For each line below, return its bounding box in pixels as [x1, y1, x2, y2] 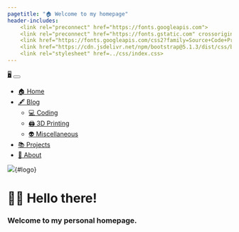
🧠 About [17, 150, 42, 159]
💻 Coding [28, 108, 58, 117]
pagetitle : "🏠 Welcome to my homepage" [7, 10, 129, 18]
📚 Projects [17, 140, 51, 149]
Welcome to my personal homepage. [7, 215, 137, 225]
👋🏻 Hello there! [7, 190, 97, 206]
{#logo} [14, 165, 37, 174]
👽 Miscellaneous [28, 130, 78, 138]
